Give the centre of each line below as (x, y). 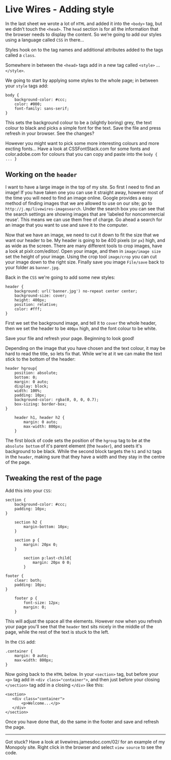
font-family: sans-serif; (42, 108)
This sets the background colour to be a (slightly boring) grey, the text (79, 122)
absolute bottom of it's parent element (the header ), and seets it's (74, 446)
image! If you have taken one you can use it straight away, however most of (84, 192)
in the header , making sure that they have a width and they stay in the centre (85, 457)
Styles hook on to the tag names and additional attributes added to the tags (84, 50)
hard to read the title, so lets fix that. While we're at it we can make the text (84, 353)
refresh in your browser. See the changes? (50, 133)
